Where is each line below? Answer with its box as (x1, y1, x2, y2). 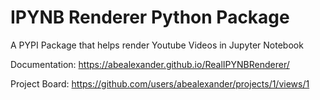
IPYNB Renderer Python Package (10, 6, 290, 29)
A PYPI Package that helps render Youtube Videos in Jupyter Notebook (10, 39, 304, 51)
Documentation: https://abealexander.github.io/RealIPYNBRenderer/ (10, 58, 290, 70)
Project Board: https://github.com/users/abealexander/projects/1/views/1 (10, 77, 310, 90)
